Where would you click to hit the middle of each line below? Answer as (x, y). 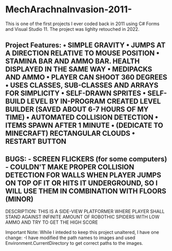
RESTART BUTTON (36, 141)
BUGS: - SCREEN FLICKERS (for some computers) (86, 159)
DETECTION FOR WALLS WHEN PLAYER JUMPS (83, 175)
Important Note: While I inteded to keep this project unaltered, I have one (82, 233)
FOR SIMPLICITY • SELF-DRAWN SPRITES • (76, 93)
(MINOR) (20, 199)
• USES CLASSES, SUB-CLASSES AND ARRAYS (82, 85)
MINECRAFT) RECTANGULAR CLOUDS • (70, 134)
